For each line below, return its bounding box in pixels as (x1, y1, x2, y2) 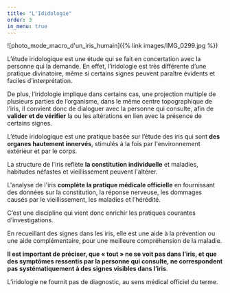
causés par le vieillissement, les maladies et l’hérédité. (7, 196, 161, 204)
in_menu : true (7, 23, 48, 30)
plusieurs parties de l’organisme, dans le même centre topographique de (7, 97, 213, 106)
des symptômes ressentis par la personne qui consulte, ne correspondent (7, 257, 223, 266)
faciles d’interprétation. (7, 77, 73, 85)
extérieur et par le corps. (7, 147, 78, 155)
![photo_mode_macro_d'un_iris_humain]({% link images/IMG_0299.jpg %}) (7, 42, 218, 50)
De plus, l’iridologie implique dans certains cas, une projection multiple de (7, 90, 216, 98)
